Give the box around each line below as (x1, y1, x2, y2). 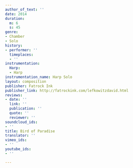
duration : (5, 16, 25, 21)
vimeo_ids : (5, 137, 27, 143)
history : (5, 43, 23, 48)
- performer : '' (5, 47, 38, 52)
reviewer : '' (9, 115, 36, 120)
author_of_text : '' (5, 7, 44, 12)
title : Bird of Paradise (5, 129, 55, 134)
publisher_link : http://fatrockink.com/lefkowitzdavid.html (5, 88, 129, 93)
